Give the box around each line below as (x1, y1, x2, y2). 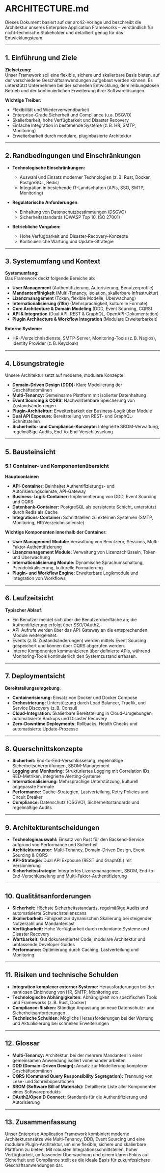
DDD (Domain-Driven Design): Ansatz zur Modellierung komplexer (12, 1062, 148, 1068)
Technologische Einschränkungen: (12, 165, 85, 170)
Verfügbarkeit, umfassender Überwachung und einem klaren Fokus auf (5, 1152, 149, 1158)
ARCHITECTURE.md (5, 3, 89, 14)
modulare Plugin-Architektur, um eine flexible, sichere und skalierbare (5, 1142, 146, 1147)
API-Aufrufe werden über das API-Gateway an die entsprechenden (12, 627, 148, 633)
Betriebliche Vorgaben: (12, 223, 61, 229)
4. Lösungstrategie (5, 359, 65, 367)
